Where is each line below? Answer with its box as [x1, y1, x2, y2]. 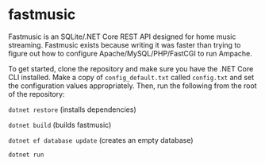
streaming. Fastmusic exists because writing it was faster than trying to [8, 40, 241, 49]
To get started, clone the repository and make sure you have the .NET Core [8, 63, 254, 73]
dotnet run [8, 151, 44, 159]
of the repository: [8, 89, 65, 98]
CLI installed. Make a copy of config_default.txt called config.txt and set [8, 72, 255, 82]
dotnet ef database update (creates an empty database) [8, 135, 194, 144]
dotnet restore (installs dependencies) [8, 105, 136, 114]
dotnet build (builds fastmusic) [8, 120, 112, 129]
